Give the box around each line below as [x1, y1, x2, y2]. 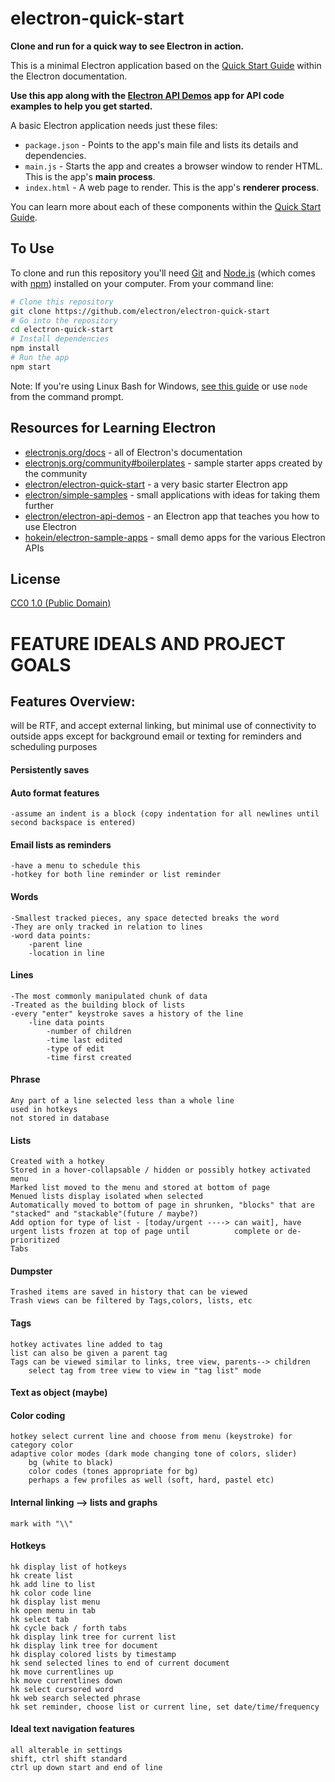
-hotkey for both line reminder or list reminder [10, 870, 222, 880]
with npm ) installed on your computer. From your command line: [10, 277, 275, 289]
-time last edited [46, 1035, 123, 1045]
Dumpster [10, 1265, 53, 1277]
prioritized [10, 1235, 60, 1246]
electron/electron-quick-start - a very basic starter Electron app [24, 478, 288, 490]
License [10, 570, 61, 587]
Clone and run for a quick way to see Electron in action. [10, 40, 245, 52]
